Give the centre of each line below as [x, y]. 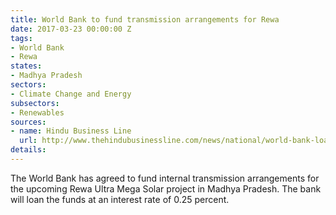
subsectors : [35, 103]
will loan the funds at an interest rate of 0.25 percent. [120, 199]
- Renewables [37, 112]
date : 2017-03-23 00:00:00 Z [71, 29]
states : [26, 66]
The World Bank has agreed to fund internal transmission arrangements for [165, 178]
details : [28, 150]
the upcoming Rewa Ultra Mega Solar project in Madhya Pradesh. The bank [166, 188]
